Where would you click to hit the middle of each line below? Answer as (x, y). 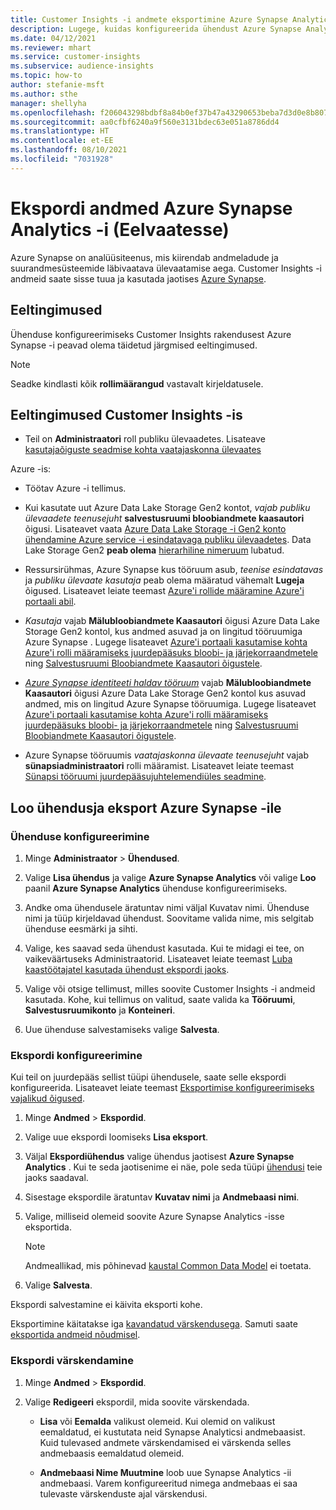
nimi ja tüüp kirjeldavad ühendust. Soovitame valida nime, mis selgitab (169, 918)
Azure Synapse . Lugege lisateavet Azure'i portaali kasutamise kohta (166, 642)
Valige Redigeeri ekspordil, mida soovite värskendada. (137, 1402)
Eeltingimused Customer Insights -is (126, 414)
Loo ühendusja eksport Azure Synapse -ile (146, 807)
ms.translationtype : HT (60, 131)
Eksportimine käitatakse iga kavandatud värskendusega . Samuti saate (154, 1324)
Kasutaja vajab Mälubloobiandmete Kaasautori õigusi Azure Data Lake (172, 621)
